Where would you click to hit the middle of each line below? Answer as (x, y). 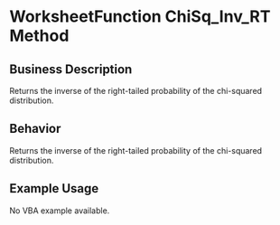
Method (39, 36)
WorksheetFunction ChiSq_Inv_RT (140, 17)
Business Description (71, 69)
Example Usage (54, 188)
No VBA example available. (60, 211)
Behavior (35, 129)
